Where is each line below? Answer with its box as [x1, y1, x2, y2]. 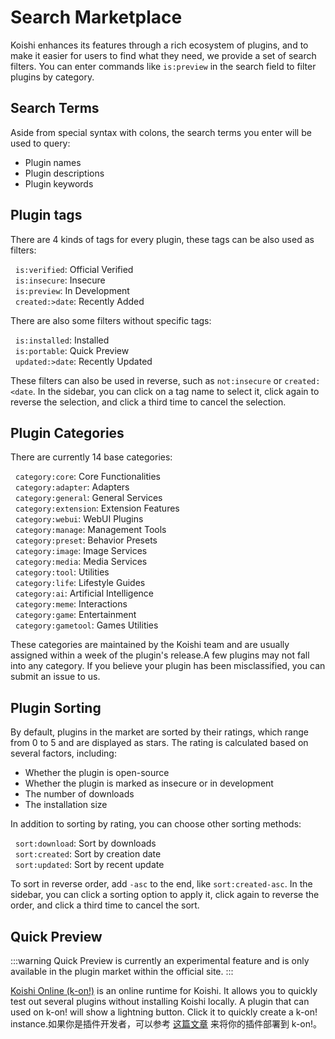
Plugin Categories [10, 424, 125, 441]
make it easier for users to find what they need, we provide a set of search [10, 49, 317, 61]
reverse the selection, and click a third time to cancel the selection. [10, 396, 287, 408]
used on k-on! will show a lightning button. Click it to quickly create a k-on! [10, 1006, 318, 1018]
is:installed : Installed [15, 334, 110, 346]
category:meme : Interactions [15, 598, 128, 610]
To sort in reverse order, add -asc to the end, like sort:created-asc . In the [10, 878, 313, 890]
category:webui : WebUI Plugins [15, 513, 144, 525]
